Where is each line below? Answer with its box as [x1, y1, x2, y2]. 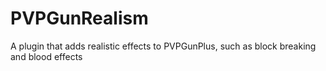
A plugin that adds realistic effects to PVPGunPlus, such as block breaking [10, 40, 317, 52]
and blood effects [10, 50, 83, 62]
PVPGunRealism [10, 7, 149, 30]
